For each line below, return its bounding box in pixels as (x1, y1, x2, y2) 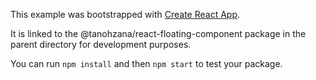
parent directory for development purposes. (10, 39, 192, 50)
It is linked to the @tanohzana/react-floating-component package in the (10, 28, 307, 39)
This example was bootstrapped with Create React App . (10, 9, 241, 20)
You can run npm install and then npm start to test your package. (10, 58, 283, 69)
